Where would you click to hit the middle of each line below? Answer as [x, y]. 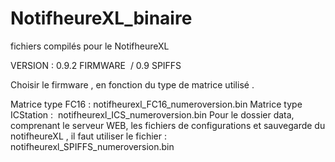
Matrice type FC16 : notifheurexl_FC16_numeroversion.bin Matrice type [156, 104]
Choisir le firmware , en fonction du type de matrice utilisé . [132, 84]
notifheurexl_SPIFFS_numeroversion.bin [92, 146]
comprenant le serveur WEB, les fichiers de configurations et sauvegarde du [168, 125]
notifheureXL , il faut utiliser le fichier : [88, 136]
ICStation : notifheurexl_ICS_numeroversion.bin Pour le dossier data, [152, 114]
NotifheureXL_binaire [101, 18]
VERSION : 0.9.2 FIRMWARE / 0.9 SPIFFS [96, 65]
